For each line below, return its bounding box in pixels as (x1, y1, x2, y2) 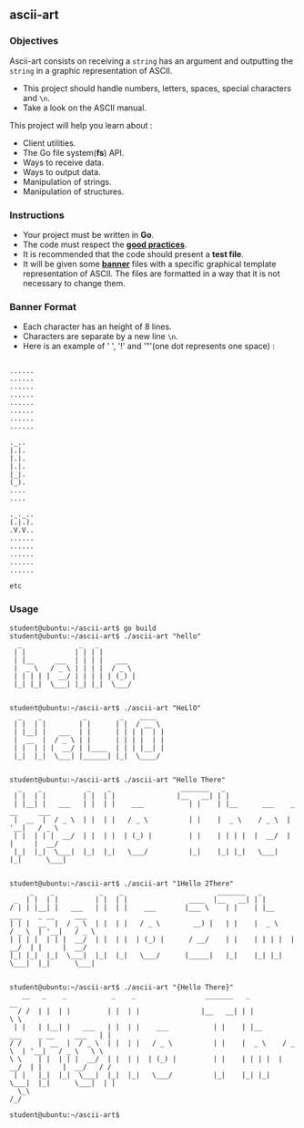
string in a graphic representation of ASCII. (9, 65, 173, 76)
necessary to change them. (22, 277, 126, 288)
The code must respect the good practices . (22, 239, 187, 250)
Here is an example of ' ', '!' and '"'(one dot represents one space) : (22, 341, 276, 352)
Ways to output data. (22, 166, 102, 177)
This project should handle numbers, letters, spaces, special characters (22, 82, 291, 94)
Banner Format (9, 300, 77, 313)
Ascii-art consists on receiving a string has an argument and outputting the (9, 55, 294, 67)
